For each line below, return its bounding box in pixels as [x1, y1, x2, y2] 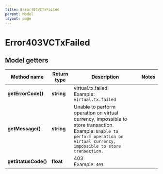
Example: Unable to [73, 128, 119, 135]
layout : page [5, 16, 32, 21]
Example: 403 [73, 161, 104, 168]
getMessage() [7, 126, 41, 132]
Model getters [5, 56, 49, 64]
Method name [10, 74, 44, 80]
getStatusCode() [7, 158, 47, 165]
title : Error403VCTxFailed [5, 7, 60, 12]
